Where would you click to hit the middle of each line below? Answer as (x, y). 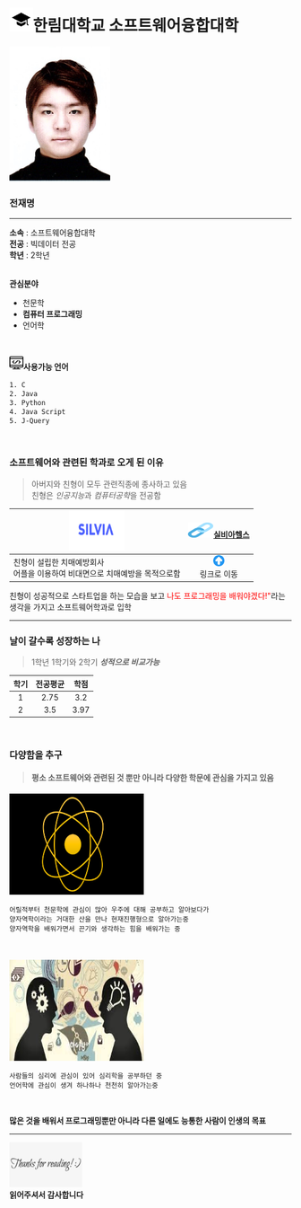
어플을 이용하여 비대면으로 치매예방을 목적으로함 (97, 573)
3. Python (28, 403)
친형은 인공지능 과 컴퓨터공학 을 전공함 (96, 495)
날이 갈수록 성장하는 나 (55, 640)
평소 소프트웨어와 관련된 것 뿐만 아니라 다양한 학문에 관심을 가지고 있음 (153, 778)
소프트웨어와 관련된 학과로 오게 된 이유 (86, 463)
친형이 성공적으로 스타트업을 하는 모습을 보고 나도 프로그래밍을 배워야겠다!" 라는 (147, 595)
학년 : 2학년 (30, 255)
